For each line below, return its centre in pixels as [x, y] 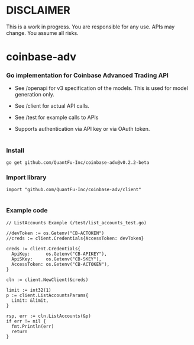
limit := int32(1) [29, 290]
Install [15, 150]
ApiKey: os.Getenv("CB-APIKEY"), [59, 254]
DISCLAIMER [38, 10]
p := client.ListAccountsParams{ [47, 295]
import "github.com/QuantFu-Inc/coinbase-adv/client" [74, 190]
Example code [27, 211]
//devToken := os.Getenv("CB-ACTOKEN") [55, 233]
